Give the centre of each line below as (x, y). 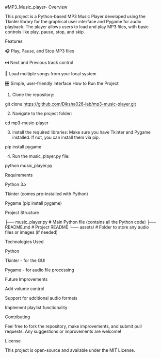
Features (14, 41)
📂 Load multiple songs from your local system (51, 74)
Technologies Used (24, 242)
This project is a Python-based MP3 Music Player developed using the (75, 16)
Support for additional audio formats (41, 298)
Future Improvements (26, 279)
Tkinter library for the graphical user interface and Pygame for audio (73, 22)
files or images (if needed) (32, 232)
